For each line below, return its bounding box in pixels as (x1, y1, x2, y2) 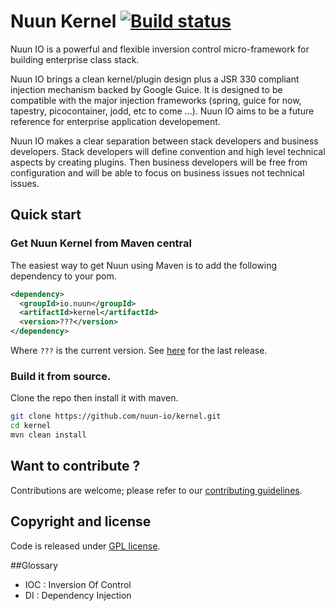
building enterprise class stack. (10, 53, 140, 65)
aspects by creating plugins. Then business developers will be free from (10, 156, 308, 168)
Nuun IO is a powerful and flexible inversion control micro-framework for (10, 43, 310, 55)
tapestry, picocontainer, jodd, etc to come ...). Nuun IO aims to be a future (10, 105, 315, 117)
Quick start (10, 206, 82, 224)
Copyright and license (10, 513, 152, 530)
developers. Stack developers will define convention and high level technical (10, 145, 326, 157)
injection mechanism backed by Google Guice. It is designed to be (10, 83, 283, 95)
